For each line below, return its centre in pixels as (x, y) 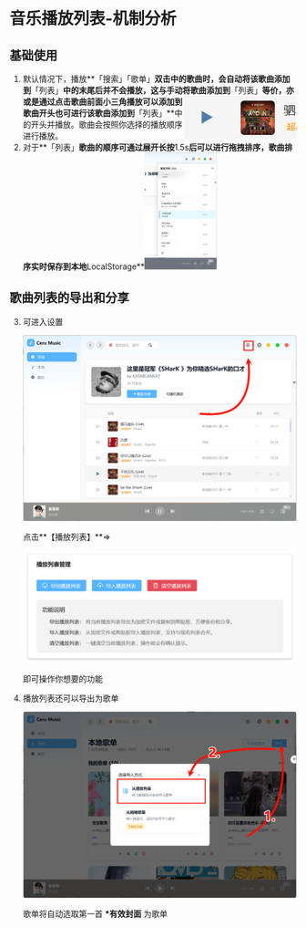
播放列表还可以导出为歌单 (71, 698)
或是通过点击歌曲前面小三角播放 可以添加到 (102, 102)
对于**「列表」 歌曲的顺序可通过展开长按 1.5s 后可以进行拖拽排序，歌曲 (153, 147)
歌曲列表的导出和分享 (69, 298)
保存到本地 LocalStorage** (96, 266)
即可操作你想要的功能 (62, 679)
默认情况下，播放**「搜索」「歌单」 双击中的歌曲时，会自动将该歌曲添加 (156, 79)
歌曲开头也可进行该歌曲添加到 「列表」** (98, 113)
